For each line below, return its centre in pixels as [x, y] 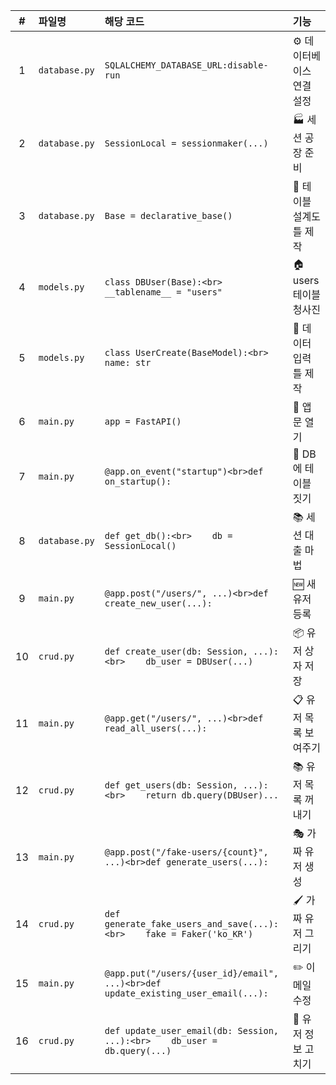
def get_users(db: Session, [171, 785]
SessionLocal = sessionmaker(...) [186, 143]
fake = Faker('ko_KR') [199, 933]
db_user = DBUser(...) [199, 661]
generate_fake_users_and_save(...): [192, 923]
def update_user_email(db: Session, [192, 1030]
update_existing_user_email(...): [186, 993]
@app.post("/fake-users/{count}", [186, 852]
